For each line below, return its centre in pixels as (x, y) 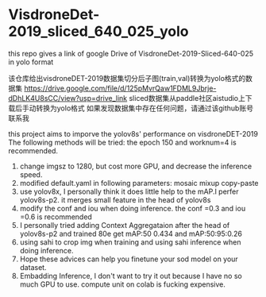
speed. (31, 174)
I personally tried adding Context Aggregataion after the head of (125, 225)
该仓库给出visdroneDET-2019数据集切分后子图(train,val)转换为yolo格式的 (127, 78)
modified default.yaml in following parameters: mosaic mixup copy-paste (139, 183)
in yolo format (31, 62)
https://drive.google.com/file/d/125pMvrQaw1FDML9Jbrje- (120, 88)
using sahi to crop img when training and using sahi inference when (130, 242)
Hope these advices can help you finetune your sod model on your (129, 259)
